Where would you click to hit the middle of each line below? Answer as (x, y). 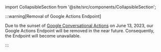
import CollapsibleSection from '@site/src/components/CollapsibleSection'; (80, 7)
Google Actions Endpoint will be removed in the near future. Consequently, (80, 31)
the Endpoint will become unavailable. (43, 36)
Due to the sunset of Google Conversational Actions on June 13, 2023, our (79, 26)
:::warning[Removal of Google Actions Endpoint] (53, 16)
